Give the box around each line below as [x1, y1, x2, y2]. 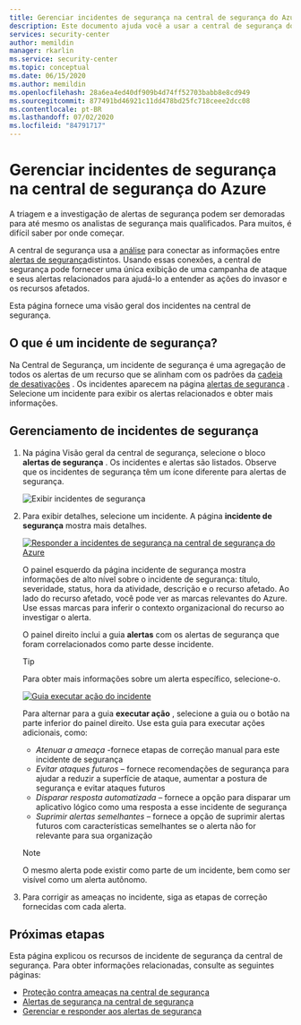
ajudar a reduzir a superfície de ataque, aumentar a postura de [35, 773, 268, 783]
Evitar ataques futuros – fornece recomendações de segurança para [35, 763, 289, 774]
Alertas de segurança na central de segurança [21, 996, 194, 1007]
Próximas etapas [9, 927, 105, 942]
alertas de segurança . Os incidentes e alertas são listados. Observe [21, 457, 278, 467]
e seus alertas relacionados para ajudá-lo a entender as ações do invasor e [9, 273, 288, 284]
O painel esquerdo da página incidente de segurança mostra [21, 564, 246, 575]
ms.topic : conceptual [9, 64, 90, 73]
